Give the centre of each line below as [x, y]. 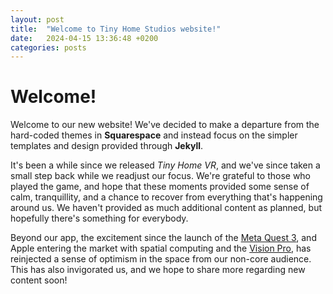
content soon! [39, 280]
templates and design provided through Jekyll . [107, 146]
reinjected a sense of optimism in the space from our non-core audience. [161, 259]
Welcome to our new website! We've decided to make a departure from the [165, 125]
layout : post [37, 19]
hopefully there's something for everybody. [99, 218]
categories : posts [48, 47]
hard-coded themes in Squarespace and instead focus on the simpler [154, 135]
